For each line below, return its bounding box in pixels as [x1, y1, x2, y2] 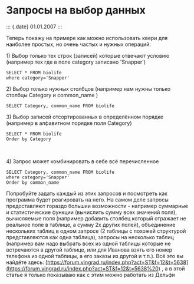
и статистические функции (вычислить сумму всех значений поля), [6, 209, 177, 216]
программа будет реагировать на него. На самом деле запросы [6, 196, 169, 203]
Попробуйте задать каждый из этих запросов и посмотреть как [6, 190, 168, 197]
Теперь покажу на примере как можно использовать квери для [6, 34, 168, 41]
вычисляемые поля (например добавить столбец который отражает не [6, 214, 187, 222]
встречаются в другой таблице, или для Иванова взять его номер [6, 246, 173, 253]
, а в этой [162, 265, 185, 272]
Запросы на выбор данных [6, 4, 146, 17]
